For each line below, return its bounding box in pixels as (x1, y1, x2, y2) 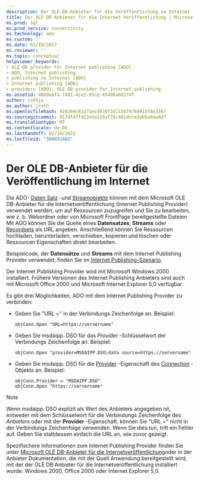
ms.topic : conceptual (6, 53, 60, 59)
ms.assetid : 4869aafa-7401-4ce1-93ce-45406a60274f (6, 92, 135, 98)
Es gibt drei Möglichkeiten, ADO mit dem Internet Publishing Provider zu (6, 292, 183, 299)
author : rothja (6, 97, 44, 103)
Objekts (14, 366, 35, 373)
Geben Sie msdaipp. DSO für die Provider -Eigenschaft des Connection (14, 360, 190, 367)
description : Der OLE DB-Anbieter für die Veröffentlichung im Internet (6, 8, 190, 15)
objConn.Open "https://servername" (14, 383, 104, 389)
